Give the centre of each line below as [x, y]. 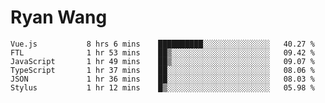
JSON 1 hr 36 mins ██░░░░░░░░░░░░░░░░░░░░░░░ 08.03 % [162, 79]
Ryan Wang [59, 17]
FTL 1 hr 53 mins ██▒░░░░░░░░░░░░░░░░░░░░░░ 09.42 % [162, 52]
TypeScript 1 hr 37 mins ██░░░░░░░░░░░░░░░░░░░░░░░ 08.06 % [162, 70]
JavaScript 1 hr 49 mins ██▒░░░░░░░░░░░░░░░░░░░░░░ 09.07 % [162, 61]
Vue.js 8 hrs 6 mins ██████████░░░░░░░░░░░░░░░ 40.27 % [162, 44]
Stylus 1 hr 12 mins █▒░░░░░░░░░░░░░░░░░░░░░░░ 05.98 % [162, 87]
